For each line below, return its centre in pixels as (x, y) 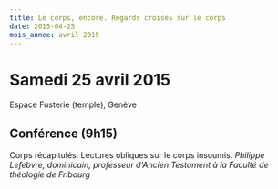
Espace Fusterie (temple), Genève (73, 104)
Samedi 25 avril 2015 (90, 80)
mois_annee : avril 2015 (55, 35)
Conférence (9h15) (64, 133)
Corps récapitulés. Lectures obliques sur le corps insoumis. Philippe (138, 155)
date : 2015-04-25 (42, 26)
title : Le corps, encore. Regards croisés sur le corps (118, 18)
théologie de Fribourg (50, 174)
